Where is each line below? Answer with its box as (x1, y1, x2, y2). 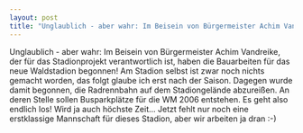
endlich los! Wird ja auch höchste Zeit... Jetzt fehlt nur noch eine (9, 103, 250, 114)
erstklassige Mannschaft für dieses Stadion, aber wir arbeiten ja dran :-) (9, 113, 277, 124)
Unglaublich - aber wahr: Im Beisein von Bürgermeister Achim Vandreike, (9, 46, 281, 57)
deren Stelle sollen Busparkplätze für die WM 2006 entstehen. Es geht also (9, 93, 289, 104)
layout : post (9, 13, 59, 22)
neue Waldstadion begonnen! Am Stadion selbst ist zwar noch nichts (9, 65, 265, 76)
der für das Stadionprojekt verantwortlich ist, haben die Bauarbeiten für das (9, 56, 290, 66)
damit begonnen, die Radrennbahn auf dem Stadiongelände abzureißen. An (9, 84, 290, 95)
